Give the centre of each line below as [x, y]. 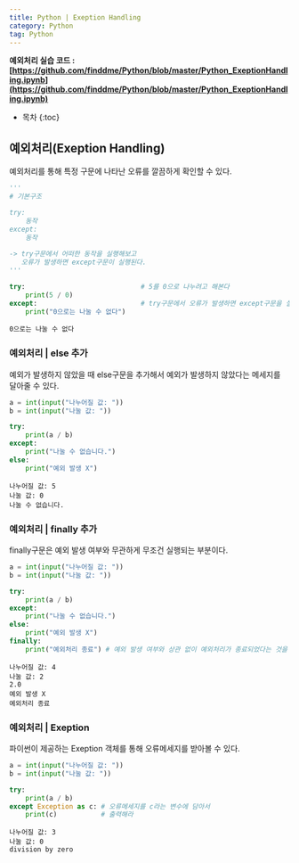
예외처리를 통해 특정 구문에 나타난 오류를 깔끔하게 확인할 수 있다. [121, 171]
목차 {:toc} [41, 118]
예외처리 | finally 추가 [53, 529]
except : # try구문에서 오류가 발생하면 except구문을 [145, 303]
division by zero [41, 850]
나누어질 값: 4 [32, 667]
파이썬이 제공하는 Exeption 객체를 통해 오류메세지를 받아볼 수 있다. [125, 749]
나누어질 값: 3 [32, 833]
